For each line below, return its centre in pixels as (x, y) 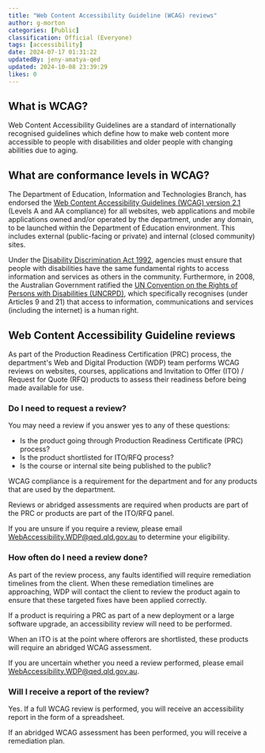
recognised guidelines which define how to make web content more (119, 134)
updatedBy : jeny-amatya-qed (55, 60)
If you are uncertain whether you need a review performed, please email (126, 663)
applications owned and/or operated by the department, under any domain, (131, 220)
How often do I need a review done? (78, 558)
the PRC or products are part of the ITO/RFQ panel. (91, 514)
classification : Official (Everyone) (70, 38)
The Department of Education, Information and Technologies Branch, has (127, 194)
